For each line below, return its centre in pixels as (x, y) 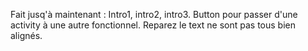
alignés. (26, 35)
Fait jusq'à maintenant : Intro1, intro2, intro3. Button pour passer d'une (154, 14)
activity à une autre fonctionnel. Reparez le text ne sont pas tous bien (153, 25)
